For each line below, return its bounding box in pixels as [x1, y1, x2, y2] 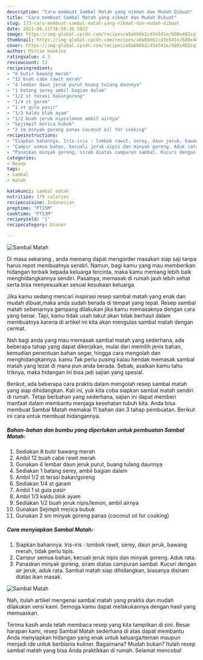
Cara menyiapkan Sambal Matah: [7, 526, 94, 533]
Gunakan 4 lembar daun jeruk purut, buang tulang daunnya [15, 460, 163, 468]
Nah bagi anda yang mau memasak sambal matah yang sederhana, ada [7, 336, 184, 344]
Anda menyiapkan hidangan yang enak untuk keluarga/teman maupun [7, 633, 181, 641]
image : [7, 31, 23, 37]
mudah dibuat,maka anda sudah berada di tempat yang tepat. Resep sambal [7, 300, 196, 306]
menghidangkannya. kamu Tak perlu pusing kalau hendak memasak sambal [7, 356, 195, 363]
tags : [7, 166, 20, 172]
